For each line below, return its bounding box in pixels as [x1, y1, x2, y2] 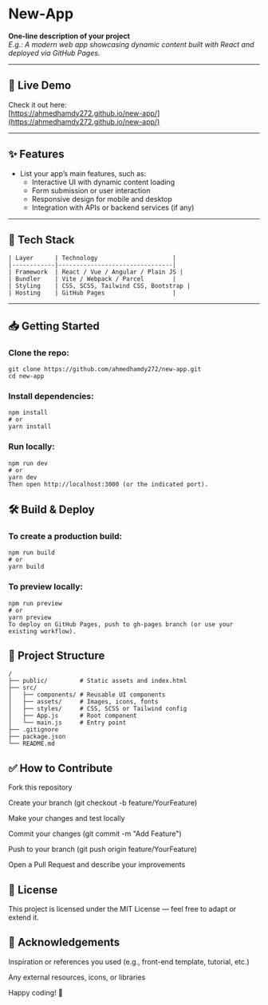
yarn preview [8, 613, 52, 621]
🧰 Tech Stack [8, 233, 75, 246]
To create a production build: [8, 530, 123, 542]
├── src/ [8, 684, 37, 692]
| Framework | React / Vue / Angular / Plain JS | [8, 268, 183, 276]
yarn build [8, 563, 45, 571]
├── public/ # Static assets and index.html [8, 677, 187, 685]
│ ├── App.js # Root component [8, 711, 137, 720]
